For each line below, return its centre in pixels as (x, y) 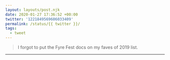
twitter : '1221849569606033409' (39, 19)
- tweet (18, 33)
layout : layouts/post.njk (32, 10)
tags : (11, 28)
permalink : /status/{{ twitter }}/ (43, 24)
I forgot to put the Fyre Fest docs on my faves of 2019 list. (78, 47)
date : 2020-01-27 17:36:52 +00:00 (42, 14)
